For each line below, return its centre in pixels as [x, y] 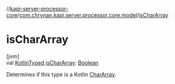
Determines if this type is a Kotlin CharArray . [61, 74]
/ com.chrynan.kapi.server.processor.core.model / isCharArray [93, 15]
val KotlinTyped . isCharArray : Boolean [52, 62]
